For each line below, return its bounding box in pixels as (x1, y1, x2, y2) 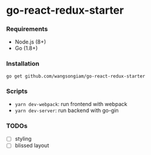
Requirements (6, 25, 48, 33)
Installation (6, 60, 40, 68)
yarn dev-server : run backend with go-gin (14, 107, 119, 114)
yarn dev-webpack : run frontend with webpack (14, 101, 128, 108)
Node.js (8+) (14, 38, 47, 45)
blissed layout (14, 142, 50, 149)
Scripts (6, 87, 28, 95)
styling (14, 135, 32, 142)
